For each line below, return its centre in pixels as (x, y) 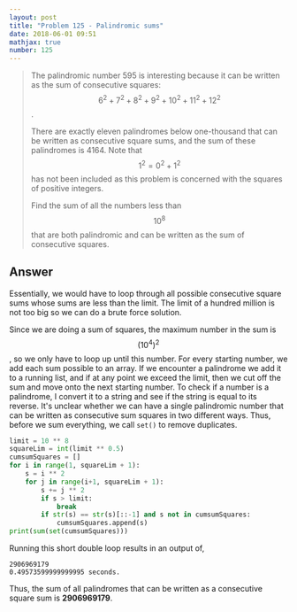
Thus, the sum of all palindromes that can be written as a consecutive (136, 589)
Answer (31, 272)
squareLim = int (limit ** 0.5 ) (67, 449)
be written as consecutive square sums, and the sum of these (143, 140)
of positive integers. (67, 189)
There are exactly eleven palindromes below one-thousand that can (154, 131)
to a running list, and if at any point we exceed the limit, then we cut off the (145, 377)
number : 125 (31, 50)
